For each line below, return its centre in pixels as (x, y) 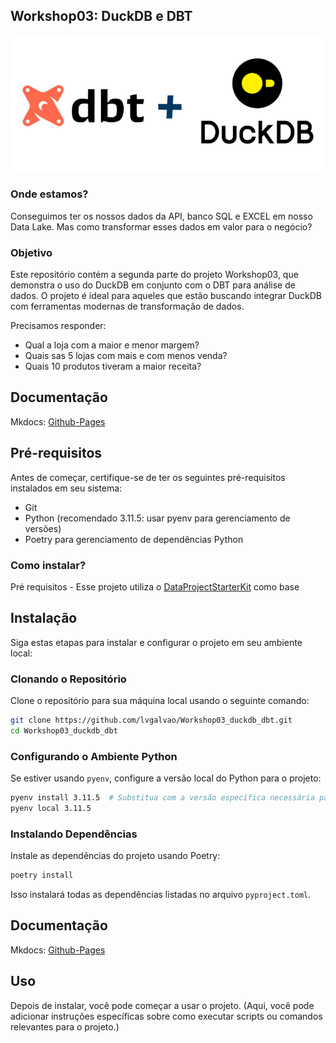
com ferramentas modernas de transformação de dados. (127, 306)
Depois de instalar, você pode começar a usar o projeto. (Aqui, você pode (162, 1005)
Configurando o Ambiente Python (94, 756)
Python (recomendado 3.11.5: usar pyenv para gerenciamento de (157, 518)
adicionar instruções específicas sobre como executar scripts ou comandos (166, 1016)
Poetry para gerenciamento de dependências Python (134, 539)
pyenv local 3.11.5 (51, 808)
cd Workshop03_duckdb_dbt (64, 730)
